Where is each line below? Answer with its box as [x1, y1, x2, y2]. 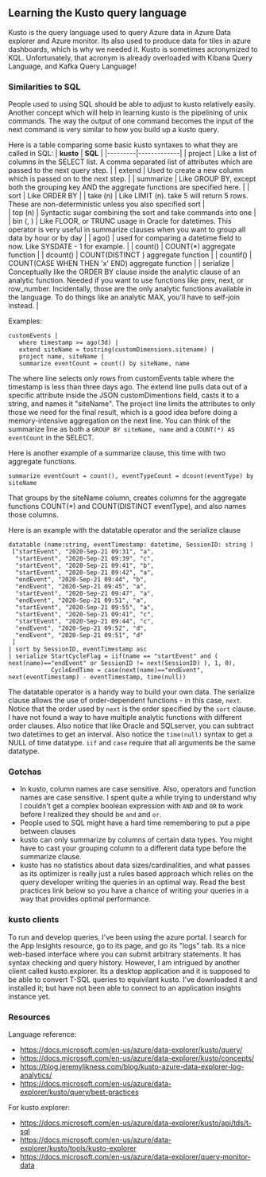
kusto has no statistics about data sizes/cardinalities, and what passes [19, 860, 251, 870]
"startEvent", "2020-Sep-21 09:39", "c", [15, 555, 155, 563]
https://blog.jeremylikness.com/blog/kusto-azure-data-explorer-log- [19, 1062, 245, 1071]
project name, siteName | [18, 353, 105, 361]
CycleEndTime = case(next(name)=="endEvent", [50, 667, 204, 675]
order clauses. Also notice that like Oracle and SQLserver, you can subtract [8, 721, 254, 731]
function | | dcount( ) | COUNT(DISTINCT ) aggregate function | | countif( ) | [8, 250, 253, 260]
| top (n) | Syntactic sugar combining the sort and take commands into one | [8, 208, 256, 217]
